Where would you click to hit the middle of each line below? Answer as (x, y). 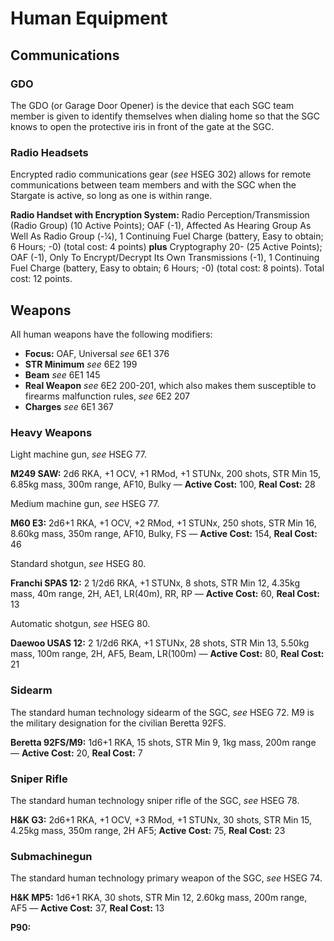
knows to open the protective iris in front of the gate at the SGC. (142, 126)
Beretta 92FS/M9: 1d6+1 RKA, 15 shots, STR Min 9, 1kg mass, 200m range (163, 742)
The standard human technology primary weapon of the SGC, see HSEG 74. (166, 878)
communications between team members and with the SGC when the (153, 185)
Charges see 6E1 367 (69, 406)
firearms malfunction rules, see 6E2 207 (107, 396)
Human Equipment (89, 18)
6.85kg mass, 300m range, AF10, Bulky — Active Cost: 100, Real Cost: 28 (163, 484)
